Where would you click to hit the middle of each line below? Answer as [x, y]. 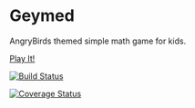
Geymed [42, 16]
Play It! [22, 58]
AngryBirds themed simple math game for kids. [98, 41]
